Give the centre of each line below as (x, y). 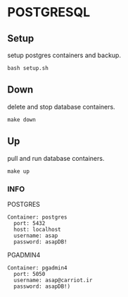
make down (22, 120)
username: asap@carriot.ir (53, 280)
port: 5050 (30, 274)
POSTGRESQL (49, 12)
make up (19, 171)
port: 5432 (30, 223)
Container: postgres (38, 217)
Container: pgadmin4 (38, 268)
